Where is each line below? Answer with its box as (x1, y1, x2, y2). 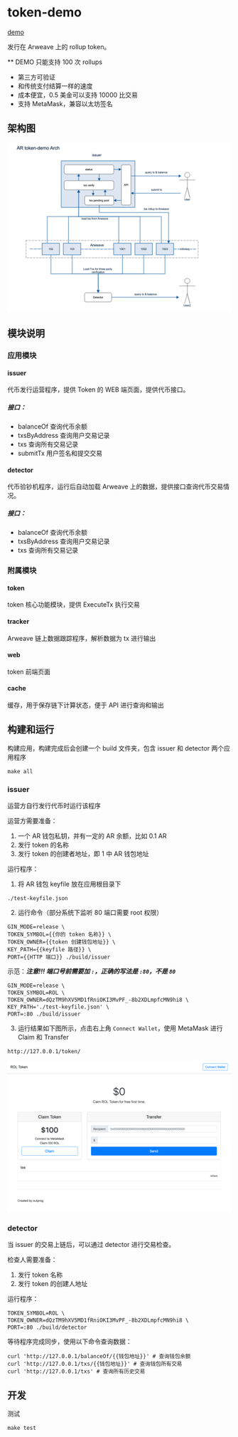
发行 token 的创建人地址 (17, 1280, 88, 1288)
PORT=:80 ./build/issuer (7, 1010, 81, 1018)
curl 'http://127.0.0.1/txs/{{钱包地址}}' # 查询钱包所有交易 (7, 1361, 183, 1368)
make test (7, 1424, 37, 1431)
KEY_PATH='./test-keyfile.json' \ (7, 1003, 110, 1011)
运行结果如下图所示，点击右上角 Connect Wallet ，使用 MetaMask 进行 (17, 1024, 223, 1033)
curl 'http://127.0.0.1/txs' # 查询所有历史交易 (7, 1368, 146, 1375)
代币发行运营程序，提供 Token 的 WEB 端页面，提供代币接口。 (7, 385, 190, 394)
